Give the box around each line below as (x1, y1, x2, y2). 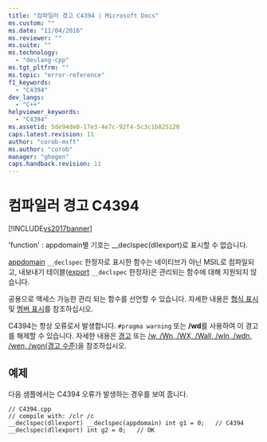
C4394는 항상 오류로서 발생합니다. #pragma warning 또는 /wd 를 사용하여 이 (8, 321, 245, 331)
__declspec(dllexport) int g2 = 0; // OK (8, 426, 155, 434)
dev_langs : (8, 93, 45, 101)
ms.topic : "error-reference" (8, 71, 105, 79)
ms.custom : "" (8, 19, 56, 27)
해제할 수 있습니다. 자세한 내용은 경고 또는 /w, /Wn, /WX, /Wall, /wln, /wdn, (16, 331, 253, 341)
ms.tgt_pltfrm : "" (8, 64, 69, 72)
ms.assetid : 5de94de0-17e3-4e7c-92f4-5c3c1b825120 (8, 123, 180, 131)
